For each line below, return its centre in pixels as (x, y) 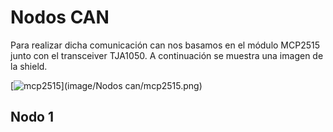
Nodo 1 (32, 117)
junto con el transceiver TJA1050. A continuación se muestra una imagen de (167, 55)
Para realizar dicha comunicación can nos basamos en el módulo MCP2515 (165, 45)
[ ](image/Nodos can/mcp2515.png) (106, 85)
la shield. (29, 66)
